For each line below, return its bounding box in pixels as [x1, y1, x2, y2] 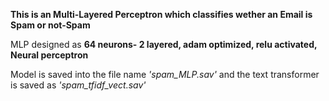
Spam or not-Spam [10, 19, 91, 31]
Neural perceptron [10, 49, 89, 61]
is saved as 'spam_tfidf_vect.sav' [10, 79, 147, 91]
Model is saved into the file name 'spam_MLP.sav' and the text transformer [10, 69, 320, 80]
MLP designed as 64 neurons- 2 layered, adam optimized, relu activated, [10, 39, 318, 50]
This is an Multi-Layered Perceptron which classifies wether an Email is [10, 9, 313, 20]
